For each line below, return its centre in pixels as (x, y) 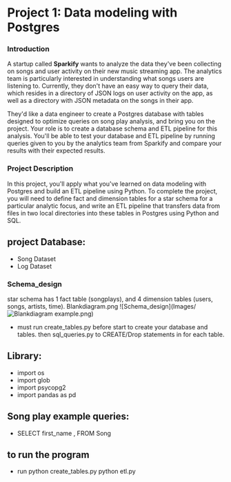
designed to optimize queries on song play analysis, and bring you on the (111, 122)
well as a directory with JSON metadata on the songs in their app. (100, 101)
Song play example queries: (68, 417)
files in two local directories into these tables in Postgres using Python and (113, 213)
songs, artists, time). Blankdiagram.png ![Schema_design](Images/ (102, 306)
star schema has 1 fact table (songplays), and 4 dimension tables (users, (110, 299)
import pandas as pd (47, 394)
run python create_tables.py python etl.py (76, 472)
